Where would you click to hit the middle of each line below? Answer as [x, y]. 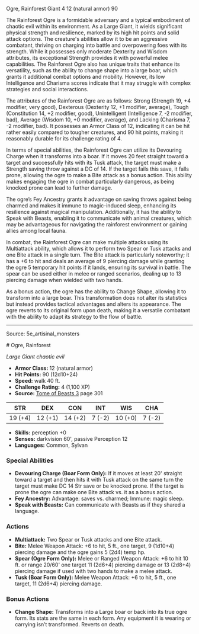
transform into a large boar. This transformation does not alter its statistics [97, 298]
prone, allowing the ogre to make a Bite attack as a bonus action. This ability [99, 175]
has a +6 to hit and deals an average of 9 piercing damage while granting [95, 261]
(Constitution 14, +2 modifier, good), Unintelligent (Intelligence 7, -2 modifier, [99, 113]
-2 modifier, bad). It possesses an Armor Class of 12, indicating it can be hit [98, 126]
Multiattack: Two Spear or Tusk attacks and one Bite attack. [88, 539]
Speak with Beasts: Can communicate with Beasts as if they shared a [100, 505]
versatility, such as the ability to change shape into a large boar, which [92, 70]
